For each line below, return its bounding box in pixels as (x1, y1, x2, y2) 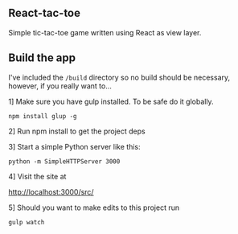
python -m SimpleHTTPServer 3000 (8, 157, 121, 166)
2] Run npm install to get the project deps (8, 126, 146, 136)
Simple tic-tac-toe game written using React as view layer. (8, 27, 202, 37)
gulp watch (8, 218, 45, 226)
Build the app (8, 51, 76, 65)
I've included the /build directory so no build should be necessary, (8, 72, 231, 82)
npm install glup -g (8, 112, 78, 120)
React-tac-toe (8, 6, 81, 20)
